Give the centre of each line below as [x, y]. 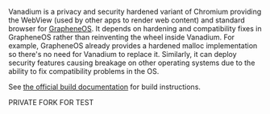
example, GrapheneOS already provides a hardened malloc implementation [133, 46]
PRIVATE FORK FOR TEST [51, 102]
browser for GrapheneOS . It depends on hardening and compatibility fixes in [135, 28]
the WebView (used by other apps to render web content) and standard [127, 20]
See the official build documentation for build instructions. [105, 87]
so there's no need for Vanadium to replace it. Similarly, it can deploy [123, 54]
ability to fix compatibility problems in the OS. [84, 71]
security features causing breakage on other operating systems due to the [132, 63]
